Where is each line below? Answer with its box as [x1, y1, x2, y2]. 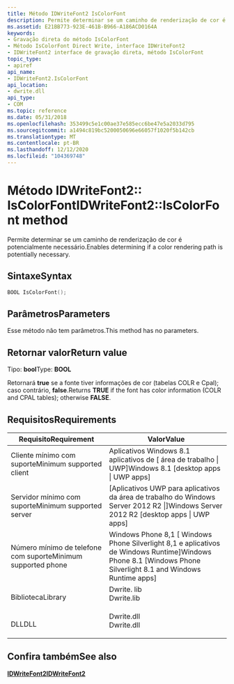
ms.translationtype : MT [7, 133, 77, 140]
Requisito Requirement [18, 434, 95, 444]
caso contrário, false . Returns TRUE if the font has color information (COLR [7, 386, 221, 394]
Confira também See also [7, 651, 117, 662]
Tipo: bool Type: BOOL [7, 365, 72, 373]
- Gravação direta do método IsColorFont [7, 36, 130, 43]
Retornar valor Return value [7, 346, 127, 359]
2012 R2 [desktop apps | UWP [109, 509, 210, 519]
